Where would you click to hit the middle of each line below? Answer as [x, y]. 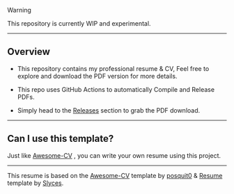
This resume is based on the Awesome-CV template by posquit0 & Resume [115, 175]
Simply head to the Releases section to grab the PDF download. [109, 110]
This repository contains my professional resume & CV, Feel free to [113, 68]
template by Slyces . [36, 183]
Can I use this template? [61, 139]
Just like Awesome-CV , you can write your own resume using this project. [114, 155]
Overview [29, 52]
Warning [19, 10]
